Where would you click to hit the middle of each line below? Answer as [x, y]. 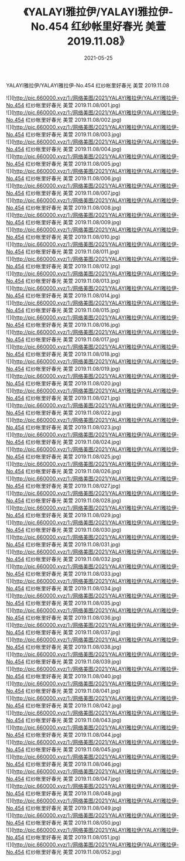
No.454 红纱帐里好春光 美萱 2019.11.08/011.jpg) [63, 251]
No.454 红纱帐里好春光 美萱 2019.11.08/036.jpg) [64, 617]
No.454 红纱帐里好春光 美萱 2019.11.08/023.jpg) [64, 427]
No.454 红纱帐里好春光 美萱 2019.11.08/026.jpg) [64, 471]
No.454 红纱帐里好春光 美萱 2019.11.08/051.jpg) [63, 837]
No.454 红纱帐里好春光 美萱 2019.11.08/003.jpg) [64, 134]
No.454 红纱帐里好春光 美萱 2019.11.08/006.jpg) [64, 178]
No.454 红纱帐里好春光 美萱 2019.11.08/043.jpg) [64, 720]
